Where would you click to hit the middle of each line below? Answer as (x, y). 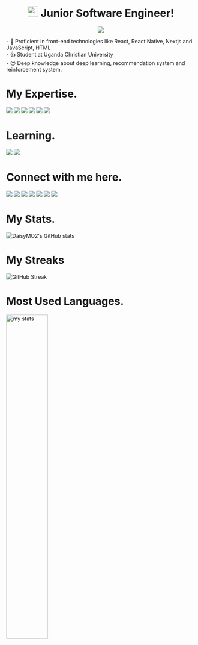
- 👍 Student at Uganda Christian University (60, 54)
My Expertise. (42, 94)
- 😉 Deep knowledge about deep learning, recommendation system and (96, 63)
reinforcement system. (34, 69)
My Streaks (35, 260)
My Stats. (31, 219)
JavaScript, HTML (28, 48)
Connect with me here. (64, 177)
